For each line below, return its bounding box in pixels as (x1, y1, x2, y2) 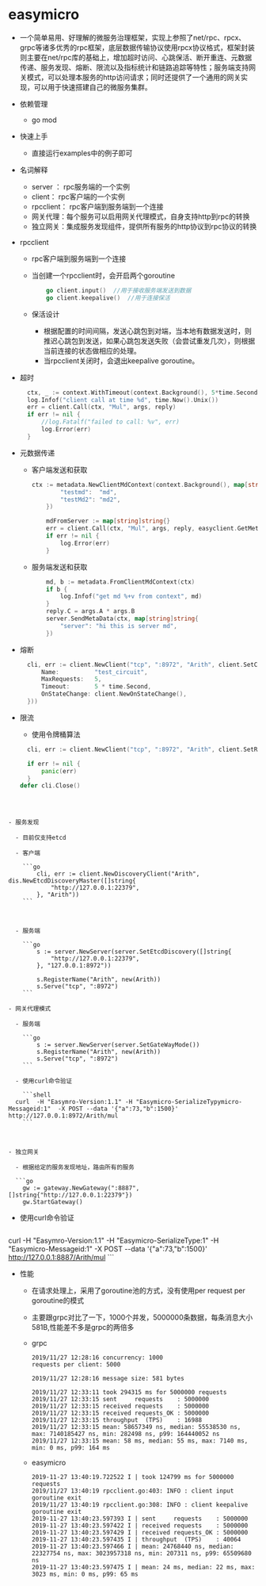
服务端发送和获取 (31, 561, 88, 572)
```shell (22, 1091, 51, 1099)
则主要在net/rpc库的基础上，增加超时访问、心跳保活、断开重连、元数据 (19, 52, 252, 62)
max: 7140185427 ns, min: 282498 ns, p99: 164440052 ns (31, 1430, 220, 1439)
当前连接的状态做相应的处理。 (43, 346, 141, 355)
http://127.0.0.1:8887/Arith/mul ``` (8, 1253, 115, 1262)
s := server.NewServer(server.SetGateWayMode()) (36, 1041, 200, 1049)
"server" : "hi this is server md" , (59, 622, 178, 630)
